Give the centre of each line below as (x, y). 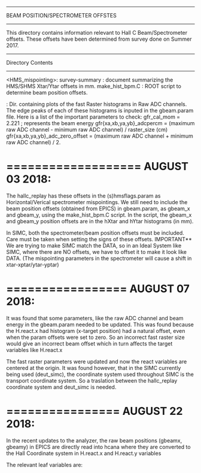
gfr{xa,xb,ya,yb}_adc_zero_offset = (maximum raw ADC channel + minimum (100, 136)
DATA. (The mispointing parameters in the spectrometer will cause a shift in (99, 258)
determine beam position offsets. (47, 93)
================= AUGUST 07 (98, 289)
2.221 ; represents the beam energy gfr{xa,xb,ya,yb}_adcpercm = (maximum (100, 123)
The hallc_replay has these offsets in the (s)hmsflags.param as (83, 196)
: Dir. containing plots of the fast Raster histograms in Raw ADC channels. (97, 104)
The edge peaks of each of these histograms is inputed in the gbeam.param (100, 110)
